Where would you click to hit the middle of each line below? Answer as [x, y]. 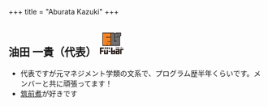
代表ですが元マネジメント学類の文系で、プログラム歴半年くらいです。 [137, 73]
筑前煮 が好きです [49, 93]
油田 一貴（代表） [52, 52]
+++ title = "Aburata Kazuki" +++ [64, 12]
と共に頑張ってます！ [77, 83]
